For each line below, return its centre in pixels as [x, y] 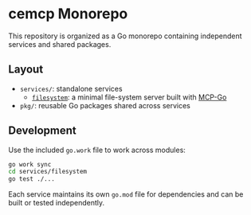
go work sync [30, 164]
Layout [26, 70]
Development [43, 131]
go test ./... [32, 179]
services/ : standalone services [71, 88]
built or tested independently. [57, 203]
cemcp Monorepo [68, 14]
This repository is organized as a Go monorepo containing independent [125, 36]
